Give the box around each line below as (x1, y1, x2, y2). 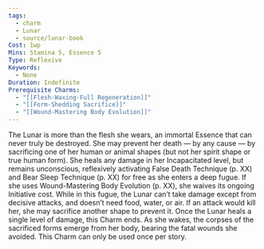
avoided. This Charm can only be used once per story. (8, 232, 187, 241)
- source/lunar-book (15, 34, 84, 42)
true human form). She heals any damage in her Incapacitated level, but (8, 156, 244, 164)
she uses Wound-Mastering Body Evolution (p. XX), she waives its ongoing (8, 181, 255, 190)
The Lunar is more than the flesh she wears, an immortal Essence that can (8, 130, 253, 140)
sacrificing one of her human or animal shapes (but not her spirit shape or (8, 147, 251, 156)
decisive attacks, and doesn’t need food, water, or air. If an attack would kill (8, 198, 256, 207)
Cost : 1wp (8, 41, 41, 49)
